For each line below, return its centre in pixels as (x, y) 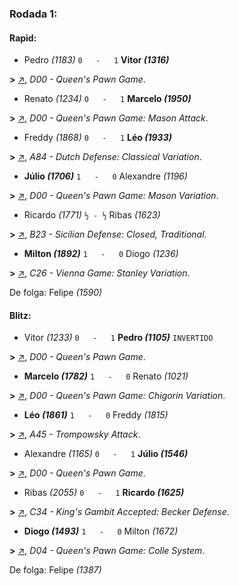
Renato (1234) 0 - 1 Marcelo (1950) (107, 99)
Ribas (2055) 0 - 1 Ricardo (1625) (104, 493)
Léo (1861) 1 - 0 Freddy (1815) (96, 415)
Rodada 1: (33, 14)
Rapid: (23, 38)
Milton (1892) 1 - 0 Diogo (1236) (101, 254)
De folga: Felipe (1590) (56, 293)
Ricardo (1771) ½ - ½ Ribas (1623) (92, 215)
